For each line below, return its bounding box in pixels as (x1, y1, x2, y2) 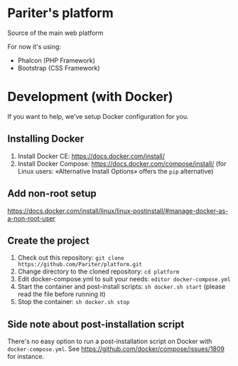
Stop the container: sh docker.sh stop (17, 298, 130, 306)
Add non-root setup (7, 187, 97, 200)
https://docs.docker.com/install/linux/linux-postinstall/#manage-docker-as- (7, 206, 229, 215)
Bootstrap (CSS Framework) (17, 63, 101, 72)
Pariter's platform (7, 5, 114, 21)
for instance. (7, 352, 45, 361)
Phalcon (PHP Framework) (17, 56, 96, 65)
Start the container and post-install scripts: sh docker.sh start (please (17, 283, 226, 291)
